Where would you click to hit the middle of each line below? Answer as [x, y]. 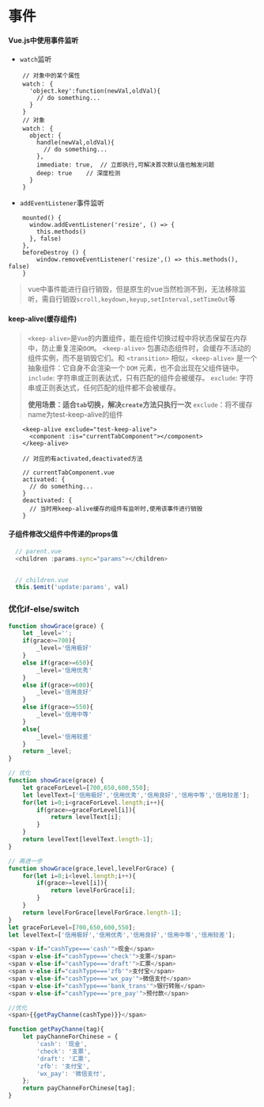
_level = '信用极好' [64, 648]
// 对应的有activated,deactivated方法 [83, 458]
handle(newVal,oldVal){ [75, 143]
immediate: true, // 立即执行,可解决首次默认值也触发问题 [126, 165]
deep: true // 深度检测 [79, 174]
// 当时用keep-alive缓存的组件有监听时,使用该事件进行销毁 [116, 508]
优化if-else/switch [44, 609]
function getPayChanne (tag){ [56, 1029]
